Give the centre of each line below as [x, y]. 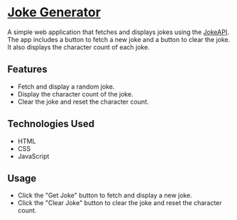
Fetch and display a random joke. [66, 87]
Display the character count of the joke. [75, 94]
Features [27, 69]
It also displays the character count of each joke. [79, 47]
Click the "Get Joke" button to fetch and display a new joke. [105, 195]
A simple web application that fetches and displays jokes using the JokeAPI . [118, 32]
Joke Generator [54, 12]
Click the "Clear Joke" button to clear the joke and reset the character [120, 203]
